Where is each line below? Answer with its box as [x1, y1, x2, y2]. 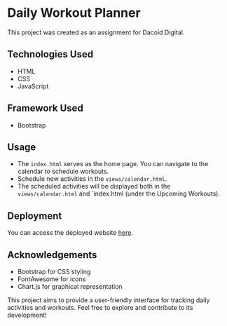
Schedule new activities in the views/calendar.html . [17, 175, 167, 183]
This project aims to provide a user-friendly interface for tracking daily [7, 296, 210, 304]
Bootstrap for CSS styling [17, 268, 91, 276]
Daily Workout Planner [7, 5, 142, 21]
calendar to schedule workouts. [17, 167, 109, 176]
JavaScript [17, 82, 49, 90]
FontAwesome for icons [17, 275, 86, 283]
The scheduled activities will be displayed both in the [17, 182, 171, 191]
